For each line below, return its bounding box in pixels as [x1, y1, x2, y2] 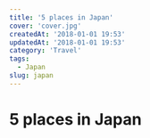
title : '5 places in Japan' [9, 12, 114, 22]
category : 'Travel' [9, 46, 82, 55]
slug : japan [9, 71, 54, 80]
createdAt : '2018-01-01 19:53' [9, 29, 126, 38]
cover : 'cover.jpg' [9, 21, 82, 30]
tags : [9, 54, 29, 63]
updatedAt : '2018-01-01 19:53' [9, 37, 126, 47]
